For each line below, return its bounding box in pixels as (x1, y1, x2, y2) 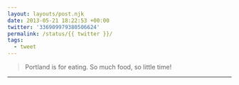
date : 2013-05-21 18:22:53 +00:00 (7, 17, 110, 24)
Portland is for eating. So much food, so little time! (24, 63, 172, 71)
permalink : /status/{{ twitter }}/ (7, 30, 113, 38)
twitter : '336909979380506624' (7, 23, 100, 30)
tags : (7, 37, 23, 44)
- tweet (14, 43, 37, 50)
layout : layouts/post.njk (7, 10, 84, 18)
